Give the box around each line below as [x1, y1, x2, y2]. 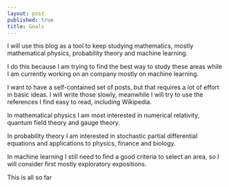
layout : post [7, 10, 45, 17]
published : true [7, 17, 54, 23]
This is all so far [7, 173, 52, 181]
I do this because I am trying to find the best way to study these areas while [7, 63, 223, 71]
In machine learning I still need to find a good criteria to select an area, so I [7, 152, 219, 161]
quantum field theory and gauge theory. [7, 119, 121, 127]
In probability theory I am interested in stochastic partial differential [7, 132, 198, 140]
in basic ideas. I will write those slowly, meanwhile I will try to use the [7, 90, 203, 99]
